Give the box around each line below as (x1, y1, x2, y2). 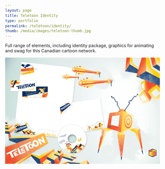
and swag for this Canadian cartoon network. (5, 48, 97, 54)
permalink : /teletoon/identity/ (5, 24, 71, 28)
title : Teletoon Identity (5, 13, 58, 18)
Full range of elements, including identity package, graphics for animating (5, 43, 154, 48)
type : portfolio (5, 18, 38, 23)
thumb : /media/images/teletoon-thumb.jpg (5, 28, 91, 34)
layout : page (5, 8, 32, 13)
